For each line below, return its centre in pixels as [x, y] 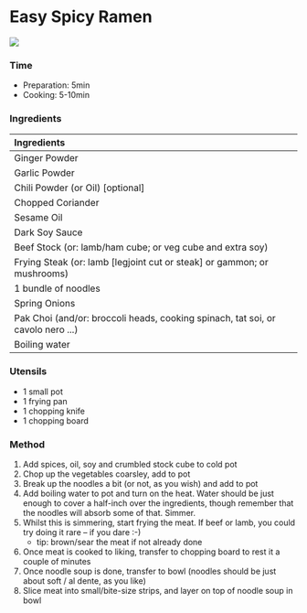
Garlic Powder [44, 173]
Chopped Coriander [57, 202]
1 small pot [43, 392]
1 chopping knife [53, 411]
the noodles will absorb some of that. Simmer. [109, 513]
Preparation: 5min [56, 85]
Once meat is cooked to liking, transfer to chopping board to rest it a [151, 552]
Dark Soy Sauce [48, 232]
